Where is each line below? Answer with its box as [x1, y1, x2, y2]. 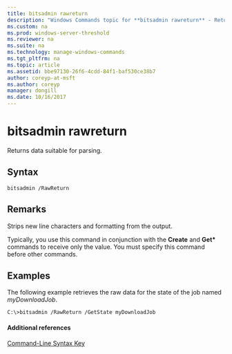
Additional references [7, 323, 71, 332]
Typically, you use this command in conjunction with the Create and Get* [7, 235, 216, 243]
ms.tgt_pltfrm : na [7, 55, 60, 62]
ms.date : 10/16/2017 [7, 94, 67, 101]
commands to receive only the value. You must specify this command [7, 243, 205, 251]
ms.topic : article [7, 62, 60, 68]
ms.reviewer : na [7, 36, 54, 43]
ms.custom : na [7, 23, 48, 30]
